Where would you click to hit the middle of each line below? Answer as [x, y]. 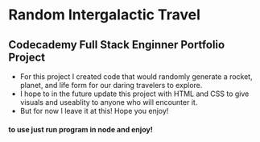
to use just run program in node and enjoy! [80, 129]
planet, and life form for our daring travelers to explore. [111, 85]
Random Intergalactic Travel [105, 15]
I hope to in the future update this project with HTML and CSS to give [134, 94]
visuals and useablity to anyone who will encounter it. [109, 102]
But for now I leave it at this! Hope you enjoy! [94, 111]
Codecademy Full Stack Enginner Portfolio [117, 45]
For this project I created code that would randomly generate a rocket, [136, 77]
